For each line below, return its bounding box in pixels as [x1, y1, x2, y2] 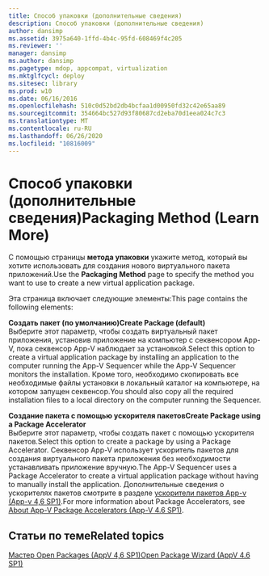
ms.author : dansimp [8, 57, 74, 65]
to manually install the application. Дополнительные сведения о [8, 480, 225, 490]
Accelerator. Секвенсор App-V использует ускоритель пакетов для [8, 445, 239, 455]
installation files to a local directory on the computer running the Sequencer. [8, 395, 262, 405]
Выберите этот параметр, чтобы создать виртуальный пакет [8, 326, 218, 336]
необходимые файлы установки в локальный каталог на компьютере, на [8, 378, 260, 388]
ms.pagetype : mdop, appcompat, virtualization [8, 65, 168, 73]
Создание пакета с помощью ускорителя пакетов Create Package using [8, 411, 261, 421]
